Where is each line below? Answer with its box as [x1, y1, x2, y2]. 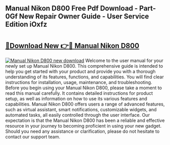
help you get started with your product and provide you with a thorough [5, 69, 156, 74]
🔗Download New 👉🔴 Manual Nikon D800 [5, 41, 139, 50]
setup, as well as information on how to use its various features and [5, 96, 148, 101]
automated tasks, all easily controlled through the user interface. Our [5, 112, 150, 118]
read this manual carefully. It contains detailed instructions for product [5, 90, 153, 96]
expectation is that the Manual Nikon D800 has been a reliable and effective [5, 117, 165, 123]
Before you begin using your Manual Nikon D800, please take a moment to [5, 85, 162, 91]
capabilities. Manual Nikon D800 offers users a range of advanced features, [5, 101, 165, 107]
